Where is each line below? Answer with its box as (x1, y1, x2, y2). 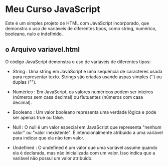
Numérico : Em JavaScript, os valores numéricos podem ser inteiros (12, 89, 153, 95)
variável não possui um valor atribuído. (12, 155, 93, 161)
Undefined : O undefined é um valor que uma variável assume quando (12, 144, 158, 150)
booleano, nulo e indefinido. (5, 31, 63, 37)
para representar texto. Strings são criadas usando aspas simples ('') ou (12, 74, 162, 80)
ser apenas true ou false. (12, 114, 64, 120)
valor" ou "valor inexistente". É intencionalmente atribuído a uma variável (12, 129, 163, 135)
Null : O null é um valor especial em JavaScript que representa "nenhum (12, 124, 162, 130)
